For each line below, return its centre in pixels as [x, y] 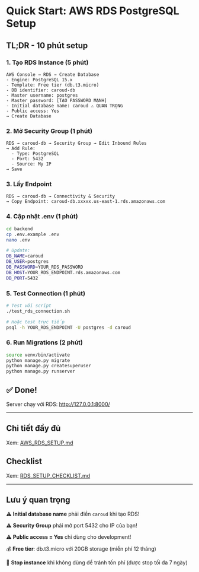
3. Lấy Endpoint [29, 184]
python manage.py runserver [41, 371]
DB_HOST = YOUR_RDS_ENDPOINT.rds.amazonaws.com [63, 272]
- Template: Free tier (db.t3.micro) [53, 85]
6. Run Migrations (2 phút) [44, 342]
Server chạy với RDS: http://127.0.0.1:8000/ [58, 404]
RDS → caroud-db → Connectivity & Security [61, 196]
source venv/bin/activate [38, 355]
